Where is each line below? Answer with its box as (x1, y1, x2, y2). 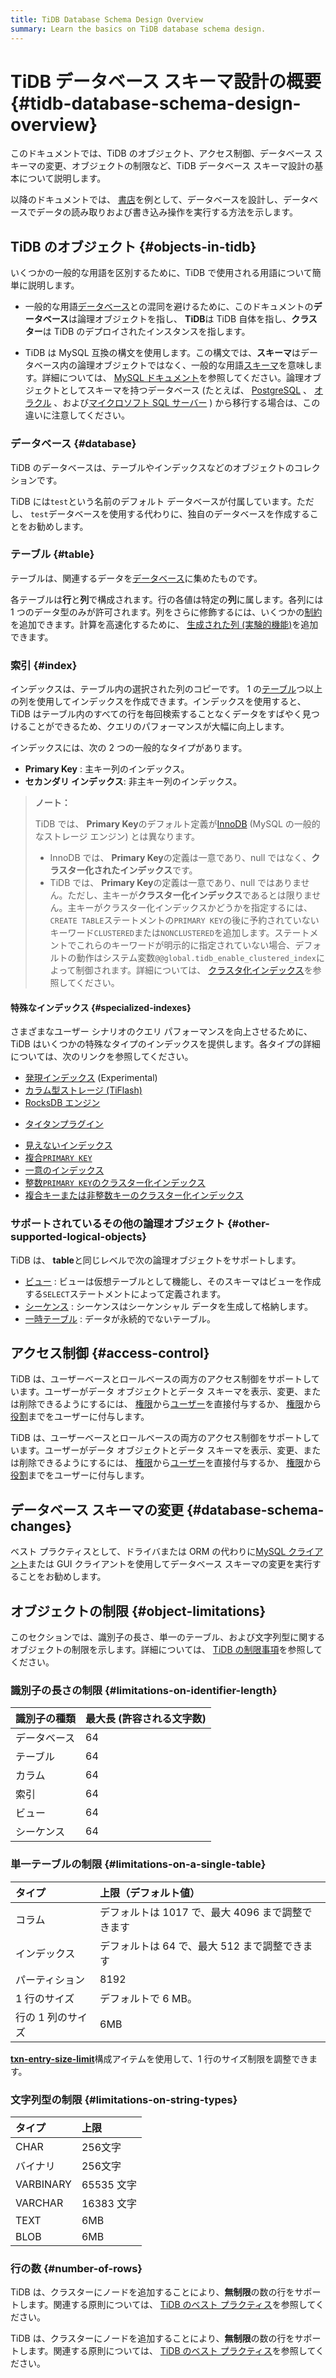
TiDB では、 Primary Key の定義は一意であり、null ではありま (49, 877, 302, 889)
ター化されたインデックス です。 (67, 864, 198, 876)
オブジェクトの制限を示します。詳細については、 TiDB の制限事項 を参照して (10, 1644, 323, 1656)
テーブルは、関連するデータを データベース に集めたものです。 (10, 572, 263, 584)
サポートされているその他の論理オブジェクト (10, 1217, 226, 1231)
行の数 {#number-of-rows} (10, 2261, 143, 2275)
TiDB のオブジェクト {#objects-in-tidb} (10, 238, 257, 255)
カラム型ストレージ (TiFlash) (24, 1084, 143, 1096)
